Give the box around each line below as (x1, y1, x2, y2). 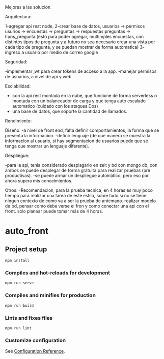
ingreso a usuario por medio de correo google (5, 49, 98, 55)
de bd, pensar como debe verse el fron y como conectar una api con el (5, 203, 149, 209)
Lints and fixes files (5, 314, 53, 321)
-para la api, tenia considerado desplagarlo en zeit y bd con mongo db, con (5, 162, 158, 168)
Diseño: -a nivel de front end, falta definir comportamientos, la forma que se (5, 127, 160, 133)
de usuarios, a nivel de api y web (5, 74, 72, 79)
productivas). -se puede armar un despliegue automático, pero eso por (5, 173, 149, 179)
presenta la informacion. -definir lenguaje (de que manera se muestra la (5, 133, 151, 138)
